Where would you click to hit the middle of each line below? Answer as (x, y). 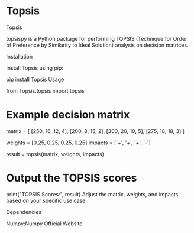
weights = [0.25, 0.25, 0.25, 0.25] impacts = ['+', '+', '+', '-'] (78, 143)
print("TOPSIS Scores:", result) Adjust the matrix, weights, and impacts (92, 194)
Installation (20, 56)
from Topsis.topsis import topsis (45, 90)
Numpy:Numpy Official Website (44, 224)
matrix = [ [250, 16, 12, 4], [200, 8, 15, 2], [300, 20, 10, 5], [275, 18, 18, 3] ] (96, 131)
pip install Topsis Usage (35, 79)
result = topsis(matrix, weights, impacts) (55, 154)
